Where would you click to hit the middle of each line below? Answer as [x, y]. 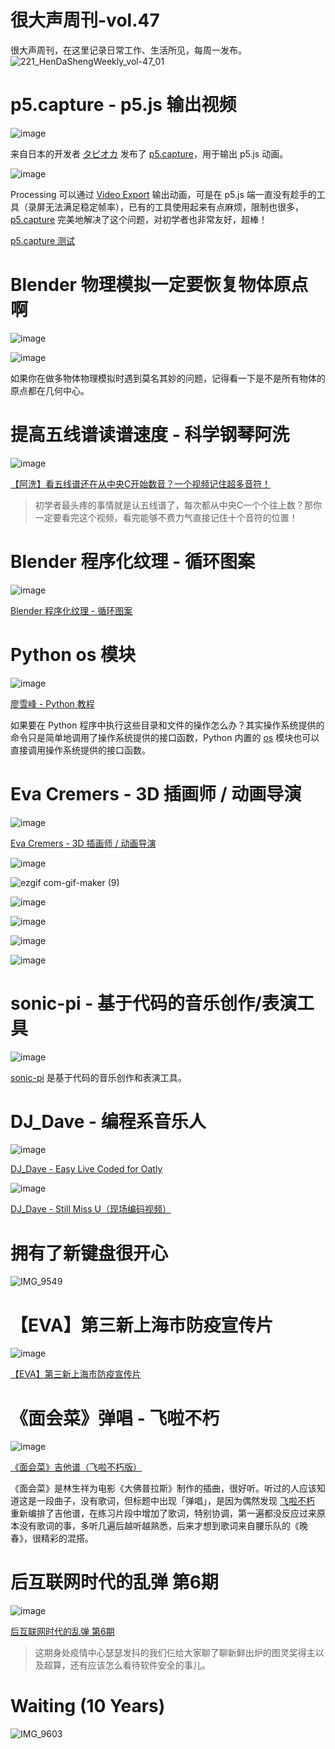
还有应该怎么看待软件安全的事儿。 [140, 1665]
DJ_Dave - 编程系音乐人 [108, 1121]
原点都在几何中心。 [50, 390]
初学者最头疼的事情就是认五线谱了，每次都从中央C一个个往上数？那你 [178, 505]
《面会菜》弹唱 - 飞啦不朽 [115, 1418]
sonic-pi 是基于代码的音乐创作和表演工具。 [98, 1077]
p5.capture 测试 [43, 240]
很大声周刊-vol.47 [85, 20]
